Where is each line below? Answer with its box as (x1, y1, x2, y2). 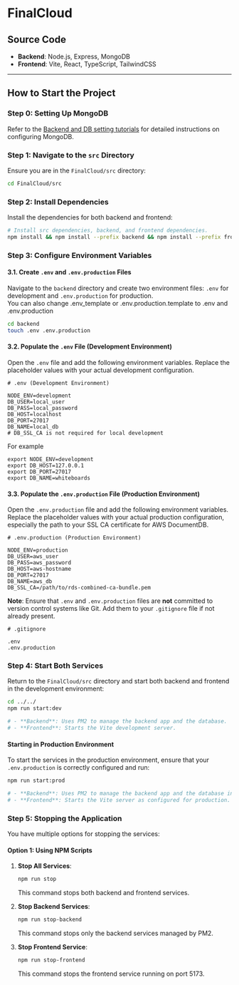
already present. (7, 612, 55, 621)
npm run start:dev (7, 705, 62, 712)
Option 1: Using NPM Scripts (7, 846, 92, 855)
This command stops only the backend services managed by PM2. (17, 929, 213, 938)
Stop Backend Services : (17, 902, 90, 911)
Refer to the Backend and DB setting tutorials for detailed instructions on (7, 125, 220, 133)
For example (7, 442, 44, 450)
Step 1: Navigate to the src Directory (7, 150, 135, 160)
